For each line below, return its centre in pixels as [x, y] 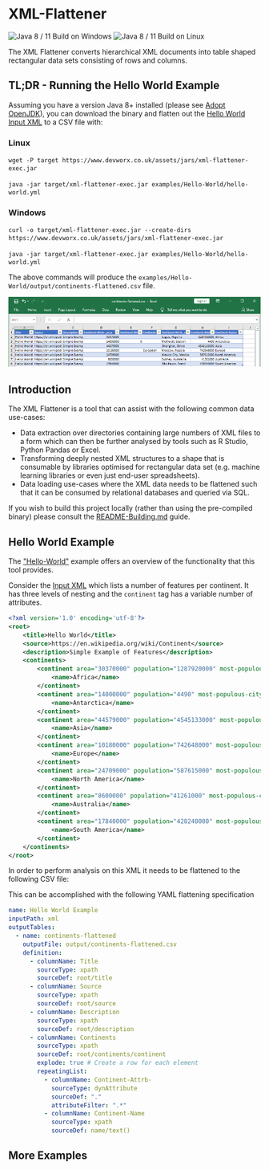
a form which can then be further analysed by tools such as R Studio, [134, 442]
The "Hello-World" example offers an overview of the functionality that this [132, 561]
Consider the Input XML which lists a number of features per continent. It [129, 585]
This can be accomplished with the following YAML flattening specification [131, 895]
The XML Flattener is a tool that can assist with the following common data [131, 409]
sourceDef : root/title [75, 978]
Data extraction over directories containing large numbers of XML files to [140, 433]
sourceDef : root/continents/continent [102, 1054]
